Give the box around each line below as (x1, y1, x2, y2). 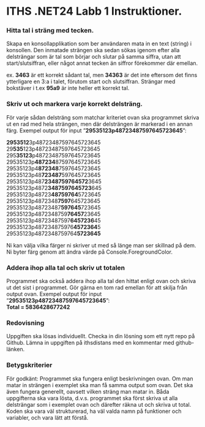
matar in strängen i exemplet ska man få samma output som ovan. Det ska (6, 381, 193, 388)
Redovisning (6, 319, 45, 327)
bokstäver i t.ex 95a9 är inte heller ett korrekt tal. (6, 85, 130, 92)
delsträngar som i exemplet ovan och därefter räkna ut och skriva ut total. (6, 401, 192, 408)
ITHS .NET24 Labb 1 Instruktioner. (6, 4, 182, 18)
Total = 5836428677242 (6, 303, 70, 311)
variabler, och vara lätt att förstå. (6, 414, 89, 421)
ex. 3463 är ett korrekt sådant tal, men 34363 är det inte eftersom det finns (6, 72, 198, 79)
